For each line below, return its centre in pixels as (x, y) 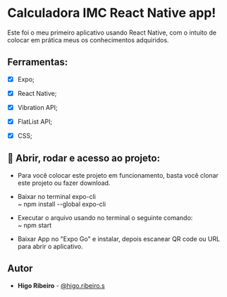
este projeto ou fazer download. (64, 183)
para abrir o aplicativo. (50, 246)
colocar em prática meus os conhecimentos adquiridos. (88, 40)
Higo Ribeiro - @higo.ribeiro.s (61, 285)
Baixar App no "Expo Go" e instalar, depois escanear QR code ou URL (119, 238)
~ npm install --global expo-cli (62, 204)
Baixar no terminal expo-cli (57, 196)
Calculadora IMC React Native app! (112, 13)
